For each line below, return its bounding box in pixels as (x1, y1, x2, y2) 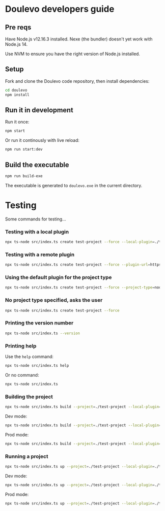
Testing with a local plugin (5, 228, 69, 235)
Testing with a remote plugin (5, 251, 75, 258)
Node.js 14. (5, 41, 28, 47)
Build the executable (5, 160, 70, 169)
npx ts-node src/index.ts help (5, 363, 69, 368)
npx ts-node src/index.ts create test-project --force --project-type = (5, 285, 155, 290)
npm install (5, 92, 29, 97)
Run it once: (5, 119, 29, 125)
